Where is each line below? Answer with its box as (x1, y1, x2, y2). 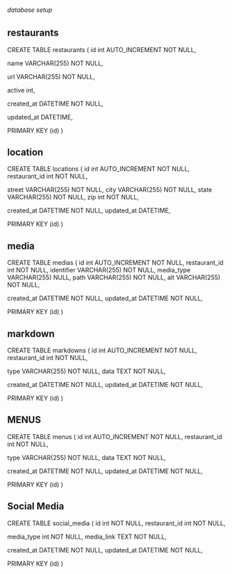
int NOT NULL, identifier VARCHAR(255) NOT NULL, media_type (7, 266, 191, 274)
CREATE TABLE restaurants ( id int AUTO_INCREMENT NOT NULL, (7, 45, 197, 54)
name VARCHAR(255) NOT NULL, (7, 59, 104, 67)
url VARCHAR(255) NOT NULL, (7, 72, 95, 81)
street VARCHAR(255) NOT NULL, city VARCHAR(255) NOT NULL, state (7, 186, 213, 194)
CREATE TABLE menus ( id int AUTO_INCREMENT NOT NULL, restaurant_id (7, 432, 222, 441)
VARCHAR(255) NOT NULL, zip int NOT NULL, (7, 193, 140, 202)
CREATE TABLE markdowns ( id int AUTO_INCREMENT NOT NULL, (7, 346, 197, 354)
